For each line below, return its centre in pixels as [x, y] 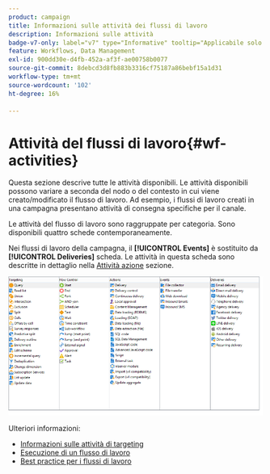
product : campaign [39, 17]
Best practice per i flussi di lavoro [76, 461]
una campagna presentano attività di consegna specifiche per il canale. [127, 208]
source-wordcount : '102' [50, 85]
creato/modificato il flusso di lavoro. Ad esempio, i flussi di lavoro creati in [131, 200]
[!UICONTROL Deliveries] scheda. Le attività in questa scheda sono [122, 257]
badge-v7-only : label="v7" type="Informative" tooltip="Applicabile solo [135, 43]
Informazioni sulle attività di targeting [82, 443]
